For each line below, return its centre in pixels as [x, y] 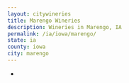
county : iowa [27, 47]
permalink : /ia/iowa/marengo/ [52, 34]
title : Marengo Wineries [44, 21]
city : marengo [28, 54]
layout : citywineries [39, 14]
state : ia [22, 40]
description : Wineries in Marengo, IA [64, 27]
